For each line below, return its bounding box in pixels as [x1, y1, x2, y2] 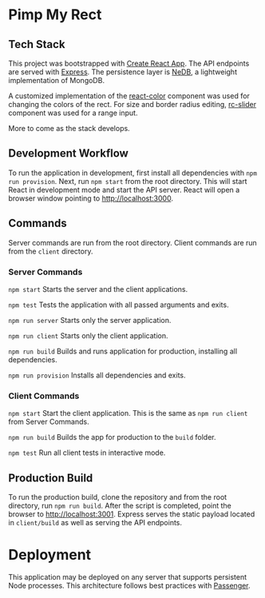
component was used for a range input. [8, 108, 138, 118]
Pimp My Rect [8, 6, 102, 24]
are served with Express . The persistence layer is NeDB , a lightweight [8, 67, 238, 77]
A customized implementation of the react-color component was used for [8, 91, 250, 101]
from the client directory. [8, 246, 93, 256]
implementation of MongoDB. [8, 76, 105, 85]
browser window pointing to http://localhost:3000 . [8, 193, 174, 203]
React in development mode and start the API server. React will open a [8, 185, 240, 194]
